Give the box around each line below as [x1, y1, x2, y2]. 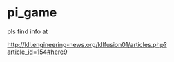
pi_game [7, 5, 57, 20]
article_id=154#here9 [7, 48, 68, 56]
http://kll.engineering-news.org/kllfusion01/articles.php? [7, 40, 167, 48]
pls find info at [7, 27, 48, 35]
